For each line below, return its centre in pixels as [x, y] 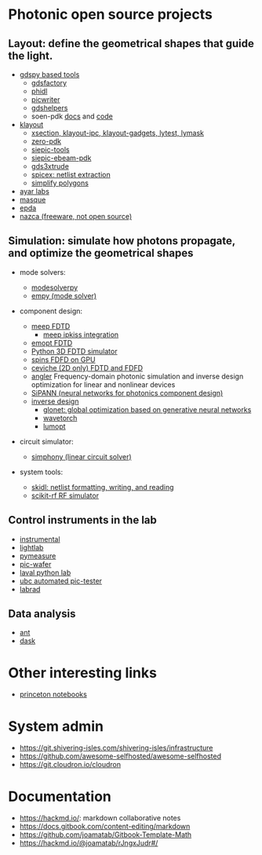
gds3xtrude [50, 166]
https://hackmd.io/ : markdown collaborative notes [100, 818]
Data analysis [42, 614]
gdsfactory [49, 83]
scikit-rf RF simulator [65, 495]
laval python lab [45, 572]
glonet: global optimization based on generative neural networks [147, 409]
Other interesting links [82, 672]
